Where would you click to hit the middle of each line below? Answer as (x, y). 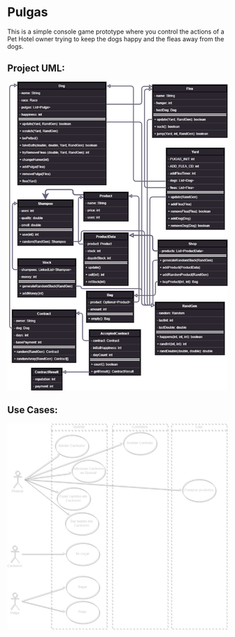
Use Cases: (33, 410)
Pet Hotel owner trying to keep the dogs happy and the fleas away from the (116, 38)
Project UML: (36, 68)
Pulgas (28, 12)
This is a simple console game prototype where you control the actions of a (116, 31)
